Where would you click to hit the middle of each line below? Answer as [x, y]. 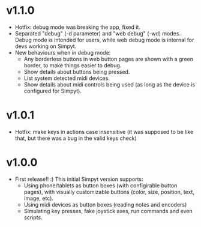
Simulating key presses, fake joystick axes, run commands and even [108, 211]
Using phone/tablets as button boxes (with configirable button [100, 185]
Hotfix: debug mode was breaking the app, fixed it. [78, 27]
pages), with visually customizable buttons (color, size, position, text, [109, 192]
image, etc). [39, 198]
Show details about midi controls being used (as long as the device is [109, 84]
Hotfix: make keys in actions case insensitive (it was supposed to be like [104, 132]
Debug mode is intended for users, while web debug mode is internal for [104, 40]
